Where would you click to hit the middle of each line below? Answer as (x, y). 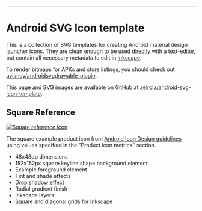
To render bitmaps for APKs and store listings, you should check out (91, 69)
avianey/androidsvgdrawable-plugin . (52, 75)
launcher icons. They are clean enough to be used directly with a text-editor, (101, 51)
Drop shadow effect (39, 182)
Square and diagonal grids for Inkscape (64, 201)
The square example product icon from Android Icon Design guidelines (94, 138)
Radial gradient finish (41, 188)
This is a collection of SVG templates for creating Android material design (97, 44)
